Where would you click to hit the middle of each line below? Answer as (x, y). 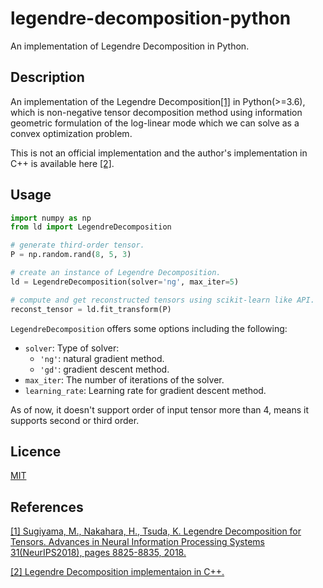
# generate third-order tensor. (77, 245)
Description (47, 77)
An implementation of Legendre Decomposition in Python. (130, 46)
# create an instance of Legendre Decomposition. (116, 273)
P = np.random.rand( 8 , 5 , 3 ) (71, 255)
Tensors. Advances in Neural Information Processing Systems (137, 542)
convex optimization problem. (71, 133)
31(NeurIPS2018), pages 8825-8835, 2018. (98, 553)
